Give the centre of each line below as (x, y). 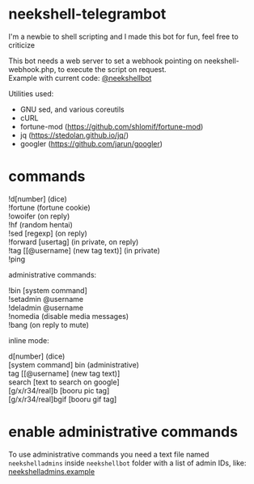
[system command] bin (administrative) (74, 364)
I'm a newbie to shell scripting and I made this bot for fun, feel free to (123, 36)
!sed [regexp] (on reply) (48, 233)
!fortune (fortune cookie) (49, 207)
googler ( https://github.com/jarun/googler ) (91, 143)
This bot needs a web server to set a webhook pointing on (106, 61)
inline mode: (29, 340)
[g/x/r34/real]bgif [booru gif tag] (63, 399)
